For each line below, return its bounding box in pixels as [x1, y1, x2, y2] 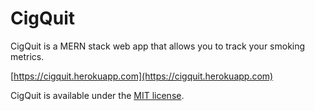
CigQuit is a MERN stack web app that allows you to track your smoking [10, 40, 306, 52]
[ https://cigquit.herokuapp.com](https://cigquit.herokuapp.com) [10, 70, 274, 82]
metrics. [10, 50, 45, 62]
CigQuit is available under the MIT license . [10, 89, 185, 101]
